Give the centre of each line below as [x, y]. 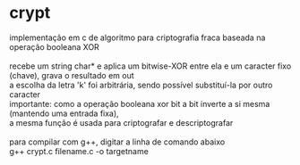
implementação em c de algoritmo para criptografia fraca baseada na [137, 37]
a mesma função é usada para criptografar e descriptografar [121, 122]
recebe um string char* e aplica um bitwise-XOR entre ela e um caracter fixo [150, 66]
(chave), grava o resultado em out [72, 75]
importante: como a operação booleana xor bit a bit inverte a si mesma [140, 103]
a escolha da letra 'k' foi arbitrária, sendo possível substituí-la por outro [141, 85]
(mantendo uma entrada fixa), [64, 113]
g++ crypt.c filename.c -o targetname [79, 151]
